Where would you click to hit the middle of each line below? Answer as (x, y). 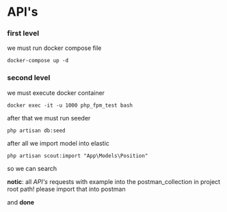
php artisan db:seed (37, 131)
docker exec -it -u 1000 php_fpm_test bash (70, 105)
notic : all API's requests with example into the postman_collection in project (114, 181)
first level (23, 34)
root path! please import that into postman (66, 189)
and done (21, 202)
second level (29, 78)
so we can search (32, 168)
